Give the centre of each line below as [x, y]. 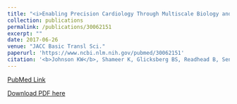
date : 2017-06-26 [33, 40]
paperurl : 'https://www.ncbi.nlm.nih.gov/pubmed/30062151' [96, 53]
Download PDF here [36, 93]
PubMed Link [26, 79]
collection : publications [45, 20]
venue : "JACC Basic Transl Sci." [56, 46]
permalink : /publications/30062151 [60, 27]
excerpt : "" [25, 33]
